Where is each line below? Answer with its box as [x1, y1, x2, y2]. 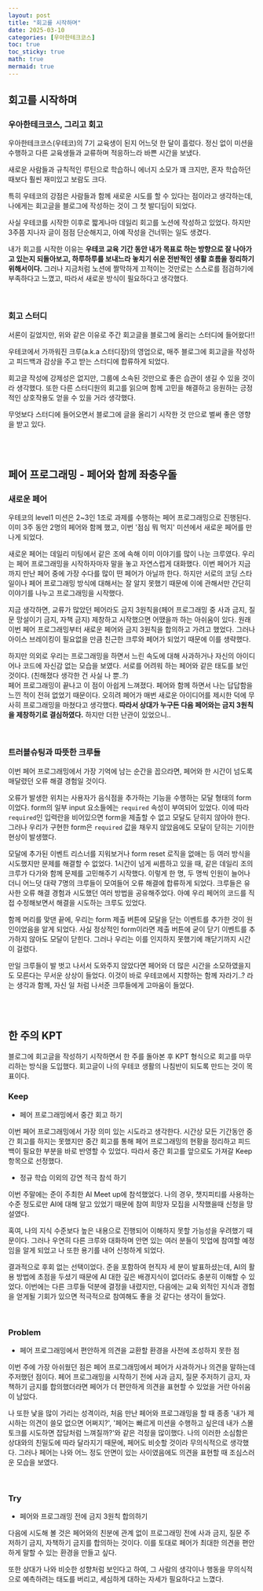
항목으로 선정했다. [8, 1156, 64, 1165]
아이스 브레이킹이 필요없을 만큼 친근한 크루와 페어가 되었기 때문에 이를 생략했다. [8, 635, 251, 644]
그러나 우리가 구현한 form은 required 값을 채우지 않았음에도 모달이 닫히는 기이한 [8, 822, 255, 832]
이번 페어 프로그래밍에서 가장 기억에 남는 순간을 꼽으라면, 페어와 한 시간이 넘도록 [8, 766, 254, 776]
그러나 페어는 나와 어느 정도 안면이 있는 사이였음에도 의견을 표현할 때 [18, 1448, 228, 1458]
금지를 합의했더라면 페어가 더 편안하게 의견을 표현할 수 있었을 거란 [28, 1382, 230, 1392]
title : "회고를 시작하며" [8, 19, 82, 27]
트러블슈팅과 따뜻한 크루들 [8, 747, 101, 758]
